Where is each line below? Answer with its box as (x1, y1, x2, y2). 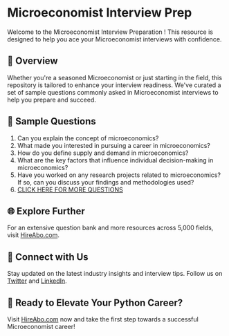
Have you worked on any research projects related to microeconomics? (17, 171, 221, 179)
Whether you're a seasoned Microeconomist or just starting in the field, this (7, 73, 223, 82)
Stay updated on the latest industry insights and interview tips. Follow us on (7, 270, 223, 278)
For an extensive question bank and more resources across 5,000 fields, (7, 223, 214, 232)
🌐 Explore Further (7, 205, 85, 217)
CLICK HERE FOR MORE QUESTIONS (17, 185, 123, 194)
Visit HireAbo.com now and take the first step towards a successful (7, 315, 199, 323)
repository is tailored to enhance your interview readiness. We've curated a (7, 81, 221, 89)
